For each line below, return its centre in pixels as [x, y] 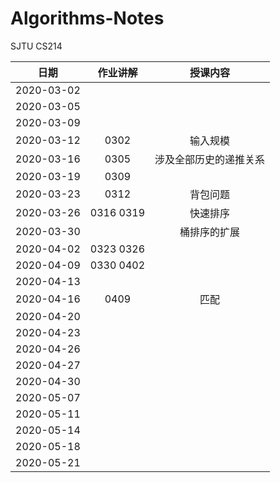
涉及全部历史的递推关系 [210, 159]
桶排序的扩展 [210, 232]
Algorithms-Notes [87, 18]
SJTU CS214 [36, 46]
